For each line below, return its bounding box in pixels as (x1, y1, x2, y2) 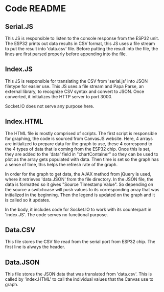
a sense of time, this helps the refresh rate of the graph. (5, 161, 118, 167)
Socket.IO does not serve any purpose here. (5, 103, 94, 109)
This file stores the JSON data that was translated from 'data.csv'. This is (5, 271, 152, 277)
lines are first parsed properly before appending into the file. (5, 51, 127, 57)
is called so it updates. (5, 197, 50, 203)
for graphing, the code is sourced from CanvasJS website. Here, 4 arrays (5, 135, 153, 141)
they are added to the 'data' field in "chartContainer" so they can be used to (5, 151, 159, 157)
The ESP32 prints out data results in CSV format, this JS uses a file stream (5, 41, 155, 46)
